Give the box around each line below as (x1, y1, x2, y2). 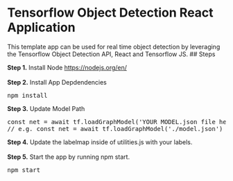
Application (7, 19, 76, 35)
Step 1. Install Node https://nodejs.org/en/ (7, 63, 127, 71)
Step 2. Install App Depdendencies (7, 78, 107, 86)
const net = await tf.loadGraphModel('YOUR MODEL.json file (7, 118, 216, 126)
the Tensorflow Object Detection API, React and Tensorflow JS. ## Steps (7, 50, 216, 58)
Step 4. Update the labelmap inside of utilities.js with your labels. (7, 137, 193, 146)
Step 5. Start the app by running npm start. (7, 153, 130, 161)
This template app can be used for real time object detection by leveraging (7, 42, 221, 51)
